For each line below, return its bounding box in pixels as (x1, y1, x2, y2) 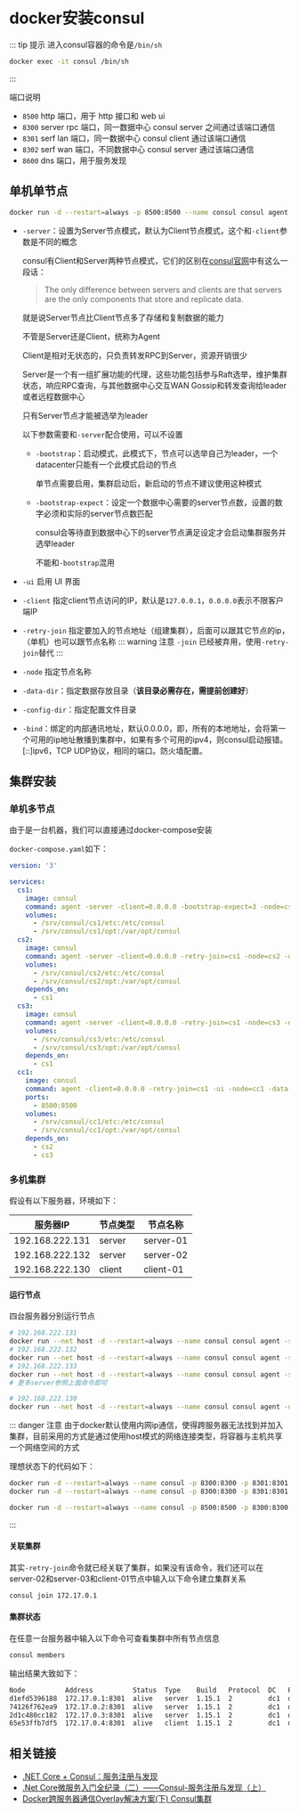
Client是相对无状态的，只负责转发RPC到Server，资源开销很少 (21, 349, 247, 361)
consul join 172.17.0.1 (9, 1591, 98, 1600)
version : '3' (9, 862, 58, 870)
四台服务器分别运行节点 (9, 1311, 95, 1321)
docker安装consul (9, 8, 145, 29)
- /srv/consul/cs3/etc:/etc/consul (32, 1034, 166, 1043)
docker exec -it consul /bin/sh (9, 57, 129, 66)
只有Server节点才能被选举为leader (21, 410, 149, 421)
